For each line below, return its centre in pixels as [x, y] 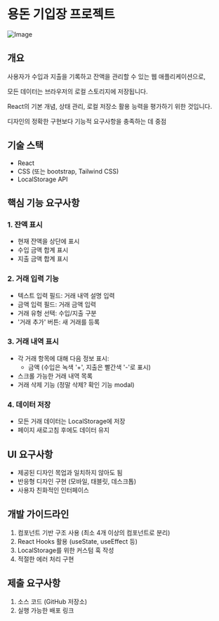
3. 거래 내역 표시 [33, 341]
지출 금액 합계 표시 [43, 259]
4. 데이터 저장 [29, 405]
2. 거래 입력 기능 [33, 279]
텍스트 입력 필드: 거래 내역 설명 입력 [66, 295]
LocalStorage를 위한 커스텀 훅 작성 [66, 550]
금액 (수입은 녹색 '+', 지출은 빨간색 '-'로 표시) [89, 367]
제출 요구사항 [34, 583]
